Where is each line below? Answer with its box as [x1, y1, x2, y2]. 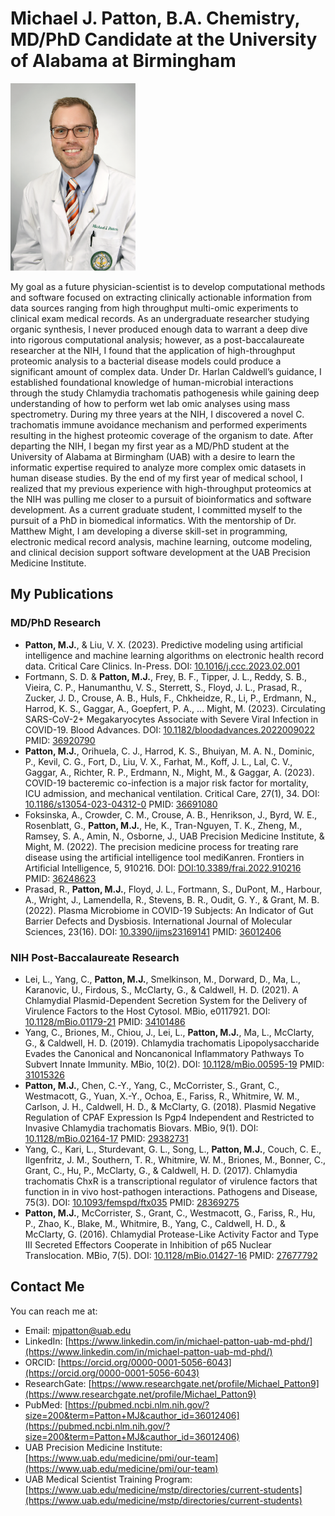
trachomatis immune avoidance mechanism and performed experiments [10, 418, 308, 431]
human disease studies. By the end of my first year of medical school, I [10, 472, 303, 484]
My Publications [10, 586, 114, 603]
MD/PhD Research [10, 616, 102, 630]
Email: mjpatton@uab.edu [24, 1324, 132, 1336]
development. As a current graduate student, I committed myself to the [10, 503, 303, 516]
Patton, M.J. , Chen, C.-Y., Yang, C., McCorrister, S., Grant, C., [24, 1079, 280, 1091]
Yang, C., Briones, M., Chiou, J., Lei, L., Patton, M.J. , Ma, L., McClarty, [24, 1026, 315, 1038]
